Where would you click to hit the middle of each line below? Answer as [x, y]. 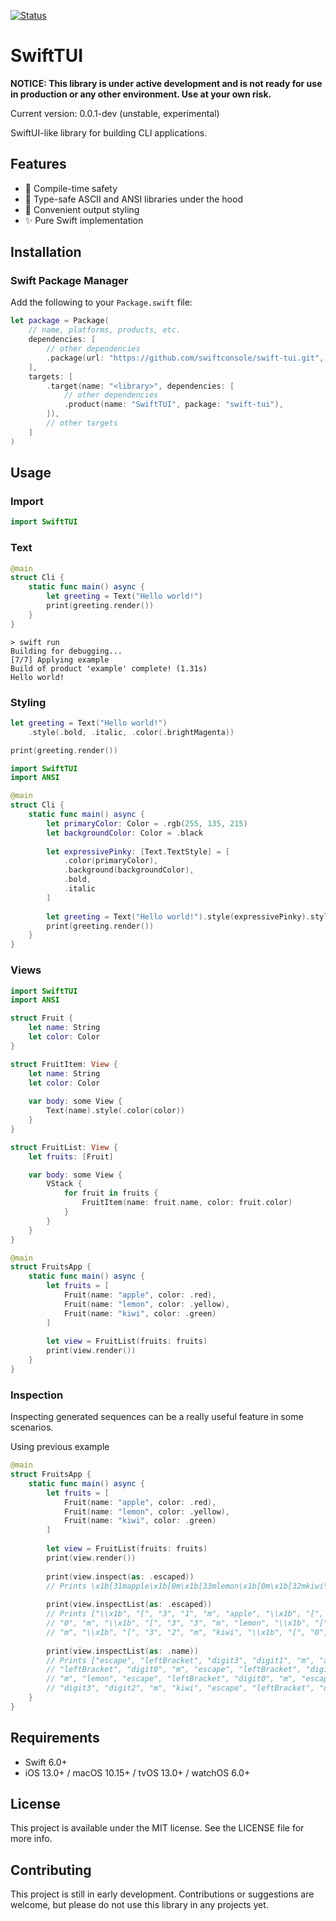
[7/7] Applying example [60, 660]
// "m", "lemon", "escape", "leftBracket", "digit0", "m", [172, 1679]
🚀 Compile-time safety [71, 188]
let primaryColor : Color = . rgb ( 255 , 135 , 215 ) [147, 823]
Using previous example [60, 1447]
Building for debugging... [66, 651]
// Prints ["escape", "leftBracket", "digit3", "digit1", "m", [180, 1660]
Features [38, 164]
